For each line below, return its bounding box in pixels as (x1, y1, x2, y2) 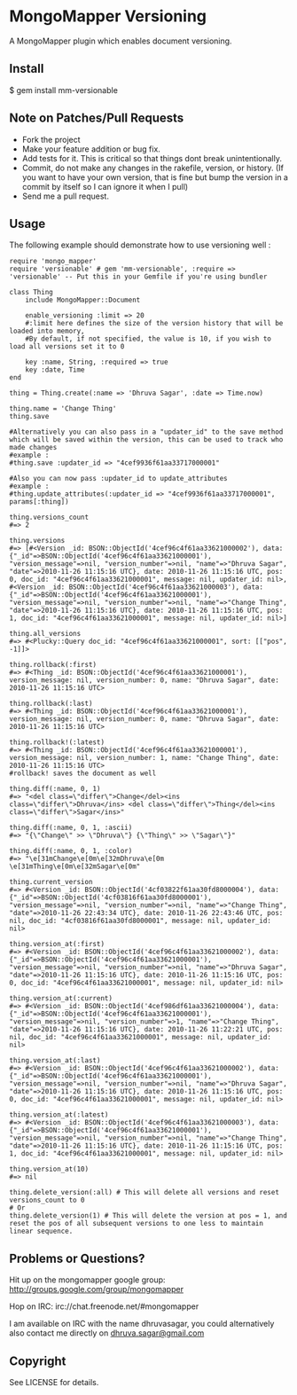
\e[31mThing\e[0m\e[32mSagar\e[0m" (9, 862, 141, 871)
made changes (9, 443, 58, 452)
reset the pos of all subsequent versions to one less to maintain (9, 1219, 264, 1228)
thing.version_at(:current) (9, 994, 113, 1003)
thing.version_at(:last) (9, 1056, 101, 1065)
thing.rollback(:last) (9, 699, 93, 709)
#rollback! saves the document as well (9, 769, 157, 778)
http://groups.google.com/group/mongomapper (9, 1284, 184, 1295)
